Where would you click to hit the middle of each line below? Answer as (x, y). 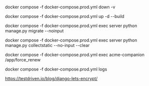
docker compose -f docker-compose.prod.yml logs (56, 69)
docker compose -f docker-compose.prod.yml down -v (60, 7)
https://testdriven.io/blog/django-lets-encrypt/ (51, 79)
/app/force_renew (23, 60)
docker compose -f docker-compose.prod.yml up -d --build (65, 16)
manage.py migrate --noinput (34, 31)
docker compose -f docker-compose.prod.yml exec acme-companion (75, 55)
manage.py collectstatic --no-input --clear (47, 45)
